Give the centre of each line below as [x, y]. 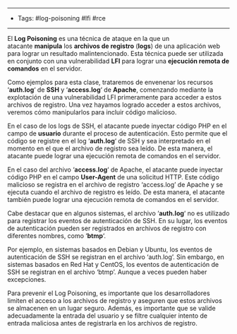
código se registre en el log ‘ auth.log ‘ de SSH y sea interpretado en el [109, 141]
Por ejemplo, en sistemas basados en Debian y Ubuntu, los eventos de [110, 249]
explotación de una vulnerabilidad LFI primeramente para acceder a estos [115, 97]
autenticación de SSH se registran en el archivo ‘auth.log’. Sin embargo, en [116, 257]
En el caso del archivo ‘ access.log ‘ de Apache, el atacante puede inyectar [115, 169]
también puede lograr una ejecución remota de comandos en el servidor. [113, 199]
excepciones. [27, 279]
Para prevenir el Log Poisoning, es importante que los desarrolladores [109, 293]
